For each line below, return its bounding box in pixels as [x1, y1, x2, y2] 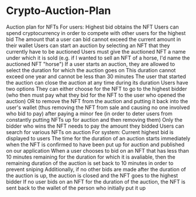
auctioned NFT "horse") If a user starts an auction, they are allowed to [6, 60, 176, 68]
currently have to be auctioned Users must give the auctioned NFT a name [6, 48, 186, 55]
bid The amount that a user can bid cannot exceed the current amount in [6, 36, 181, 43]
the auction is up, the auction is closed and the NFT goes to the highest [6, 172, 178, 179]
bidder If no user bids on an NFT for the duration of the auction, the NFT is [6, 178, 185, 185]
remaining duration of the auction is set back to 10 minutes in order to [6, 159, 174, 167]
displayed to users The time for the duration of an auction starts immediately [6, 135, 191, 142]
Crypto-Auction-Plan [6, 4, 111, 17]
